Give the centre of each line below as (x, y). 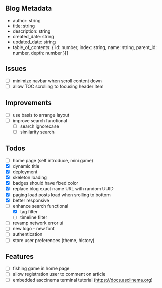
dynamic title (26, 166)
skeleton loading (30, 177)
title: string (24, 26)
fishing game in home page (41, 269)
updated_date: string (34, 42)
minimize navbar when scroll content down (57, 81)
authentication (28, 234)
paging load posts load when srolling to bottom (62, 195)
